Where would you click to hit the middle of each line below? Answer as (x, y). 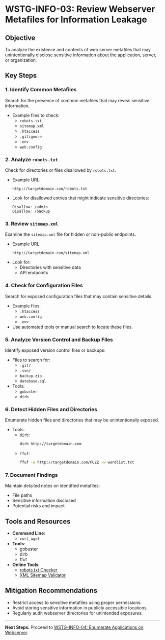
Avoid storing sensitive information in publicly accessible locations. (80, 607)
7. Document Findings (31, 475)
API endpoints (34, 273)
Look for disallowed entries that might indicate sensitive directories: (81, 198)
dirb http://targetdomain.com (51, 444)
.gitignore (31, 137)
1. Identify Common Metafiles (41, 90)
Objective (20, 38)
